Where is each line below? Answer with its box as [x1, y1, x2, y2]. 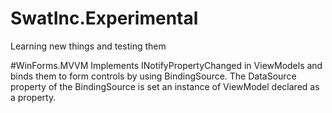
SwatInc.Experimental [10, 7, 199, 30]
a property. [10, 91, 57, 103]
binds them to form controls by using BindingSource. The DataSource [10, 70, 297, 82]
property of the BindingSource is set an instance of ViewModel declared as [10, 80, 320, 92]
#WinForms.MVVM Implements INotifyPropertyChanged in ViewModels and [10, 59, 323, 71]
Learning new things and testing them [10, 40, 167, 52]
